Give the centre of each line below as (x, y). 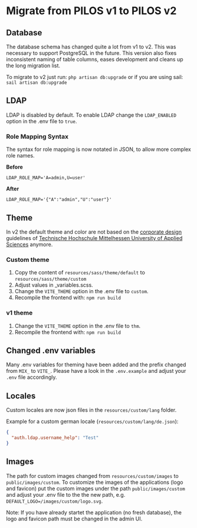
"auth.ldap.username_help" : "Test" (55, 438)
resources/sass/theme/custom (50, 279)
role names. (20, 156)
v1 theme (19, 313)
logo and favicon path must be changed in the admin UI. (74, 519)
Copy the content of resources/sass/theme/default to (80, 273)
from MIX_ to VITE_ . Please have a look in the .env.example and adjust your (96, 371)
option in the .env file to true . (42, 121)
